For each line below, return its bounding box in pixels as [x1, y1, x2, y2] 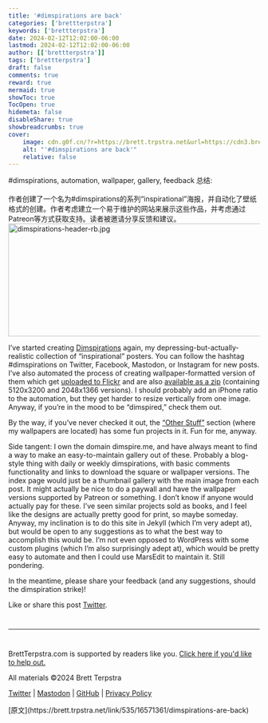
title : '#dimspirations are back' [8, 11, 124, 20]
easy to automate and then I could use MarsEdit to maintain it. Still [8, 552, 226, 562]
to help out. [8, 657, 46, 667]
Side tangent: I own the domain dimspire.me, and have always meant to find [8, 442, 258, 451]
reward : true [8, 78, 52, 86]
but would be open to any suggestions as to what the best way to [8, 526, 223, 536]
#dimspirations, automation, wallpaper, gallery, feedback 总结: [8, 176, 213, 185]
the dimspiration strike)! [8, 585, 86, 594]
